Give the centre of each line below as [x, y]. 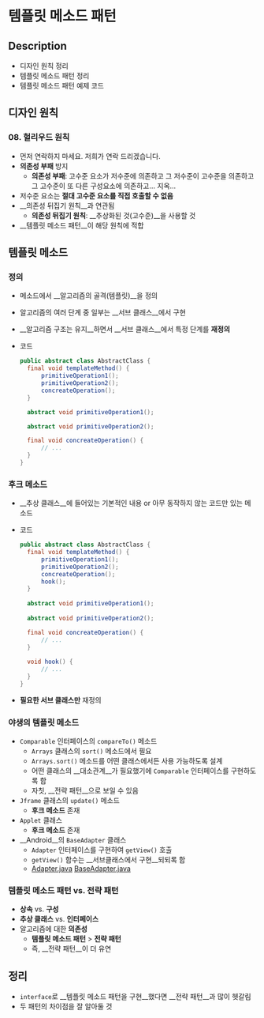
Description [37, 45]
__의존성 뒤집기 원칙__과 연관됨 [67, 205]
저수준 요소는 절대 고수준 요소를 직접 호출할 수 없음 [96, 195]
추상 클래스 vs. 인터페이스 [59, 919]
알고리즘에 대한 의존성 [54, 929]
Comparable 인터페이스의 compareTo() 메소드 [88, 741]
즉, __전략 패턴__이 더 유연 [71, 948]
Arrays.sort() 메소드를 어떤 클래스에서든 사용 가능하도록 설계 [127, 761]
